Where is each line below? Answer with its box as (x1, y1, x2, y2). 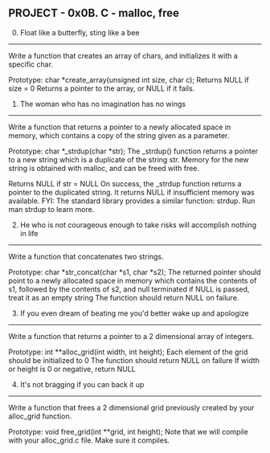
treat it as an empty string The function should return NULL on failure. (8, 292, 239, 302)
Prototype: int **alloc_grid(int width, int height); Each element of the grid (8, 347, 248, 357)
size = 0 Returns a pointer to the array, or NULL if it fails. (8, 84, 195, 93)
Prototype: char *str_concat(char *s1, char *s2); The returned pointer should (8, 267, 261, 276)
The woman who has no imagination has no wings (19, 99, 186, 108)
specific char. (8, 59, 54, 69)
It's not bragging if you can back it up (19, 379, 145, 389)
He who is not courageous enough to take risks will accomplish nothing (19, 220, 257, 230)
